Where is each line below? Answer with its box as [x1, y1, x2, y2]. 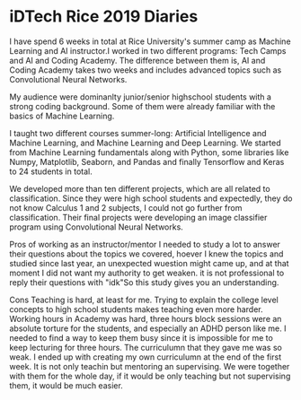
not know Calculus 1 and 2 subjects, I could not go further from [9, 202, 243, 213]
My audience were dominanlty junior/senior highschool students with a [9, 91, 272, 102]
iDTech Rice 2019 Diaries [9, 6, 199, 27]
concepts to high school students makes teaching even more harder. [9, 303, 263, 315]
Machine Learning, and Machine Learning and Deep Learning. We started [9, 137, 281, 148]
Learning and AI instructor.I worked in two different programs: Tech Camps [9, 45, 287, 56]
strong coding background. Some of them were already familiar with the [9, 100, 276, 111]
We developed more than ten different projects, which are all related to [9, 183, 271, 194]
